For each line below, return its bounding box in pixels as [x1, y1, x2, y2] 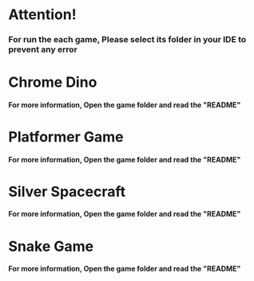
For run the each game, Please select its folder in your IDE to [8, 34, 247, 45]
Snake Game [8, 237, 94, 256]
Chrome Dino [8, 73, 97, 92]
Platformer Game [8, 128, 124, 146]
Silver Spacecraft [8, 182, 126, 201]
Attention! [8, 6, 77, 24]
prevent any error [8, 44, 77, 55]
